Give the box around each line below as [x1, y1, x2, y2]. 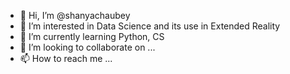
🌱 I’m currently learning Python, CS [19, 31, 165, 42]
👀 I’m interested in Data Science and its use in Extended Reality [19, 20, 281, 32]
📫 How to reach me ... [19, 53, 113, 64]
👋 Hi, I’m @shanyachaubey [19, 10, 131, 21]
